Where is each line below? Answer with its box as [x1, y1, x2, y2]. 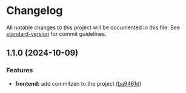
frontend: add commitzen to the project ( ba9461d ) [15, 80, 142, 87]
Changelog [6, 4, 63, 18]
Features [6, 66, 33, 75]
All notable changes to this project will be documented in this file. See [6, 24, 181, 31]
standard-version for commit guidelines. [6, 30, 107, 37]
